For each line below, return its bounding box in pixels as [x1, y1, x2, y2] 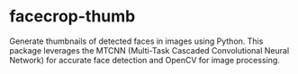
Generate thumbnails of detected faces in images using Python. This [9, 36, 264, 46]
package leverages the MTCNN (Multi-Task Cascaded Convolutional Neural [9, 45, 290, 55]
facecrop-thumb [9, 6, 136, 27]
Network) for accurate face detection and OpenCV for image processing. [9, 54, 281, 65]
